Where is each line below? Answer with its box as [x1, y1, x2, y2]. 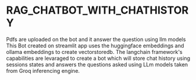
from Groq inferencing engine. [6, 67, 80, 74]
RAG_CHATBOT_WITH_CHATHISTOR [6, 4, 189, 17]
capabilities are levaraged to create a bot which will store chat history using [6, 55, 191, 62]
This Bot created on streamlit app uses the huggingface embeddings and [6, 42, 185, 49]
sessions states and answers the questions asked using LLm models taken [6, 60, 188, 68]
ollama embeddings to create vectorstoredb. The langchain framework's [6, 48, 183, 55]
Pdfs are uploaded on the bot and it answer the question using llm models [6, 36, 187, 43]
